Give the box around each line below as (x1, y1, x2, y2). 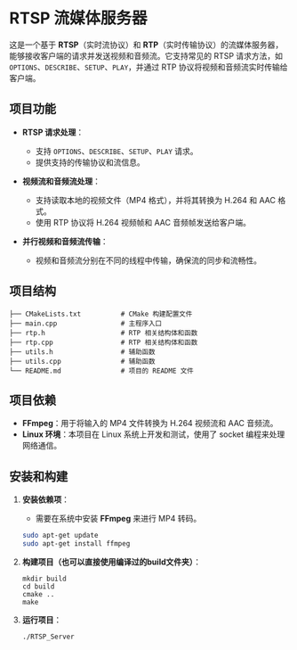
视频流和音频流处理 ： (21, 176, 100, 186)
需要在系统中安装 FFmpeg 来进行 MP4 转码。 (35, 514, 202, 524)
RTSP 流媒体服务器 (9, 8, 148, 29)
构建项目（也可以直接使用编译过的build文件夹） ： (21, 556, 202, 567)
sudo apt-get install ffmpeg (21, 539, 131, 548)
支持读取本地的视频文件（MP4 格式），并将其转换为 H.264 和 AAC (35, 194, 276, 205)
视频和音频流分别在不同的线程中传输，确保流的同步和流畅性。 (35, 255, 262, 266)
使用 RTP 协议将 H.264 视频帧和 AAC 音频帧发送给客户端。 (35, 217, 252, 227)
